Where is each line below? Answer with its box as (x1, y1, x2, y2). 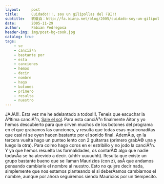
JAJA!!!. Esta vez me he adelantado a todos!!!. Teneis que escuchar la (5, 111, 145, 117)
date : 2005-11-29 (5, 20, 54, 26)
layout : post (5, 7, 41, 12)
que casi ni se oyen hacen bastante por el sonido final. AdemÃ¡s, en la (5, 132, 146, 138)
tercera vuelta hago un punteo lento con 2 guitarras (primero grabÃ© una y (5, 137, 157, 143)
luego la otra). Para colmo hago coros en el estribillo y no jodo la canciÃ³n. (5, 143, 155, 148)
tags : (5, 39, 16, 44)
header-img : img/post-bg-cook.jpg (5, 30, 76, 35)
